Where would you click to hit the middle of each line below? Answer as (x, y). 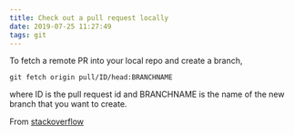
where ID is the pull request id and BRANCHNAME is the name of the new (147, 94)
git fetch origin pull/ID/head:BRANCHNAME (91, 78)
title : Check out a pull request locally (89, 18)
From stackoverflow (47, 122)
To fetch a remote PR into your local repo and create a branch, (126, 61)
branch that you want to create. (68, 104)
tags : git (28, 35)
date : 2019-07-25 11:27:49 (61, 26)
